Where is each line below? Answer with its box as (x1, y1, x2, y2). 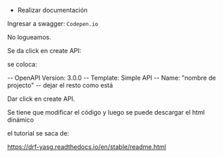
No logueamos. (7, 33, 51, 41)
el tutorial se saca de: (7, 129, 69, 137)
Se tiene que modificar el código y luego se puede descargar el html (7, 108, 205, 116)
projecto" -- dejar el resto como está (7, 81, 114, 89)
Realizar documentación (17, 6, 88, 14)
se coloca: (7, 60, 37, 69)
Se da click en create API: (7, 47, 82, 55)
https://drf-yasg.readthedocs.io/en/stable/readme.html (7, 143, 166, 151)
